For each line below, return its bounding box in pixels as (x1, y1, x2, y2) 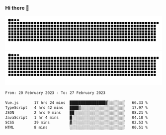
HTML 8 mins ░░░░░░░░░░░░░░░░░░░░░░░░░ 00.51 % (5, 125, 148, 130)
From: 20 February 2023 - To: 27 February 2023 (5, 90, 106, 95)
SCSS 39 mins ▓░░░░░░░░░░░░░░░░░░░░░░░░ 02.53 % (5, 120, 148, 125)
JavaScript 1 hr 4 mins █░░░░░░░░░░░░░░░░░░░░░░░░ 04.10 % (5, 115, 148, 120)
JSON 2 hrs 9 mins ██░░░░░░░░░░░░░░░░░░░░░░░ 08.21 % (5, 110, 148, 115)
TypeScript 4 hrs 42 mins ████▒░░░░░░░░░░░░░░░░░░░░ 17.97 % (5, 105, 148, 110)
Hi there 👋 (5, 4, 30, 11)
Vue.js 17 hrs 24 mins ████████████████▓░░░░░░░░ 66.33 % (5, 100, 148, 105)
